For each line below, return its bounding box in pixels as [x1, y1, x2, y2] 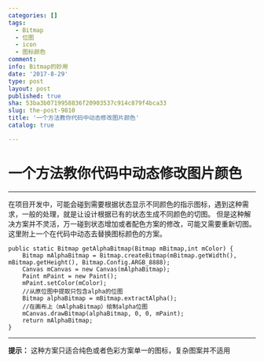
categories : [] [8, 11, 58, 20]
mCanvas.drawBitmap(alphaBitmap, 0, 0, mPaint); [22, 309, 185, 317]
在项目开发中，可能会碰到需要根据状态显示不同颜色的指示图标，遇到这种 [8, 199, 242, 209]
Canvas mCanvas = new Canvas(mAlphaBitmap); [22, 265, 170, 273]
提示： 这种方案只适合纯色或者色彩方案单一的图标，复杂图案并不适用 [8, 345, 230, 355]
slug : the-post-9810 [8, 107, 76, 115]
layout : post [8, 84, 51, 93]
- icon [15, 41, 37, 49]
